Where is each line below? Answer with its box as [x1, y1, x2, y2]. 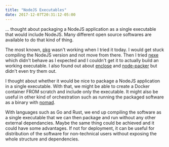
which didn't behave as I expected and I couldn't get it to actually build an [5, 57, 159, 63]
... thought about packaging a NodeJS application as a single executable [5, 26, 156, 32]
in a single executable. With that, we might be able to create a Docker [5, 83, 150, 89]
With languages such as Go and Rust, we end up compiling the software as [5, 109, 162, 115]
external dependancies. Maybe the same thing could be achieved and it [5, 120, 154, 126]
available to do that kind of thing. [5, 36, 74, 43]
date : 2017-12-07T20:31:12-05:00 [5, 12, 76, 17]
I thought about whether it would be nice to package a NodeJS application [5, 78, 160, 84]
